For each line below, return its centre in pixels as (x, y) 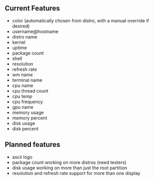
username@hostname (35, 31)
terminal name (27, 80)
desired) (21, 26)
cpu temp (22, 96)
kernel (19, 42)
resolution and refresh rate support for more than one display (76, 173)
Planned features (33, 145)
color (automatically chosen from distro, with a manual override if (81, 20)
